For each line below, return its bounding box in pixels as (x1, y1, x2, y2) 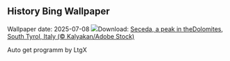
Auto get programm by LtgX (7, 45, 87, 54)
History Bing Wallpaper (7, 6, 110, 17)
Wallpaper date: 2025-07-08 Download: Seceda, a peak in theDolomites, (7, 24, 224, 33)
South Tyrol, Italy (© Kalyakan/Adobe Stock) (7, 32, 135, 40)
